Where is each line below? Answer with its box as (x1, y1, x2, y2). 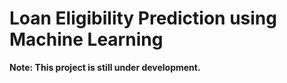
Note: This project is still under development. (9, 61, 201, 73)
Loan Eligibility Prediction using (9, 7, 277, 30)
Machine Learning (9, 28, 164, 51)
